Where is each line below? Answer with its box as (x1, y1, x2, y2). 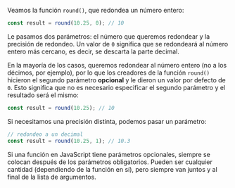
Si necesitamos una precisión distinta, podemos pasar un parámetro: (7, 117, 207, 125)
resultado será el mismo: (7, 91, 79, 99)
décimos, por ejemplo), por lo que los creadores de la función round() (7, 68, 210, 77)
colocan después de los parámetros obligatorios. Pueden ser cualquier (7, 158, 212, 166)
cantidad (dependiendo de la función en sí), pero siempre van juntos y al (7, 165, 218, 173)
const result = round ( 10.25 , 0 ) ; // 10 (7, 20, 125, 27)
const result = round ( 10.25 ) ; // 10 (7, 104, 115, 111)
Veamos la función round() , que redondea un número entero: (7, 6, 184, 14)
